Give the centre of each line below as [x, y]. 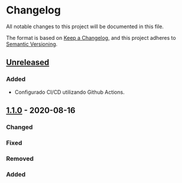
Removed [20, 158]
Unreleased [28, 62]
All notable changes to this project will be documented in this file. [85, 26]
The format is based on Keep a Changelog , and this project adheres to [91, 38]
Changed [20, 127]
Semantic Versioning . [32, 44]
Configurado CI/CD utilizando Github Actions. [70, 92]
